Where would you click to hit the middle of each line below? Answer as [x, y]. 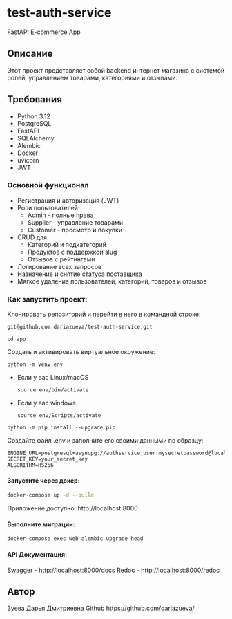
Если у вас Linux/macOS [53, 378]
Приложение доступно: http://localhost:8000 [72, 508]
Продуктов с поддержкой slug [72, 252]
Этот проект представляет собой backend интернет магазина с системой [116, 70]
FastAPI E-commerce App [44, 32]
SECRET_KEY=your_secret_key [48, 459]
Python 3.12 [33, 116]
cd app [17, 339]
